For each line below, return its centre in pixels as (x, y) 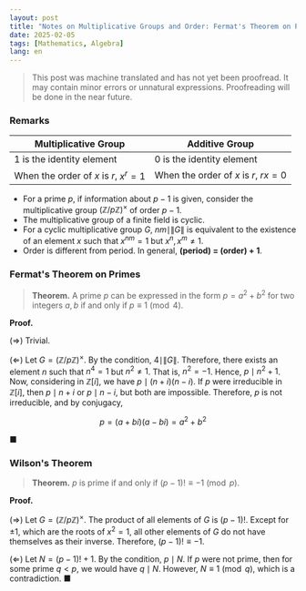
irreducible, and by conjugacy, (66, 402)
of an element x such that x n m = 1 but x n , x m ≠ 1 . (113, 240)
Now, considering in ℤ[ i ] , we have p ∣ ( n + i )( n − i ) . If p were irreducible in (146, 382)
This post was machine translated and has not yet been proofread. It (160, 77)
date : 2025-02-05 (42, 35)
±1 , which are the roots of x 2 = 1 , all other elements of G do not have (138, 531)
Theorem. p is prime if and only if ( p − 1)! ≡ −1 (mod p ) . (136, 483)
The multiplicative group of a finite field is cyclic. (113, 220)
